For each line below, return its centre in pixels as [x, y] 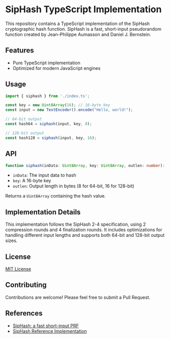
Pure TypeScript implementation [46, 63]
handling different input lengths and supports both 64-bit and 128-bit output [85, 235]
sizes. [11, 240]
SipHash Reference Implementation [50, 331]
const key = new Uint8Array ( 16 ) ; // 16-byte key [58, 105]
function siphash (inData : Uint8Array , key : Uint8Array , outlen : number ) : [85, 165]
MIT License [18, 269]
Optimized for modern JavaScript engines [56, 68]
